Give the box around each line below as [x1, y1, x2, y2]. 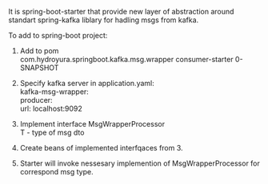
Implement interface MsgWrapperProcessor [19, 119, 166, 128]
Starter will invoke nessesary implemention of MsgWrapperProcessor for [19, 159, 260, 168]
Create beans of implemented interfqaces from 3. [19, 143, 183, 152]
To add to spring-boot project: [8, 31, 108, 40]
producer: [19, 96, 54, 104]
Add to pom [19, 46, 59, 55]
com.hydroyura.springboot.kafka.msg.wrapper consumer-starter [19, 55, 234, 64]
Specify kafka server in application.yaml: [19, 79, 154, 88]
